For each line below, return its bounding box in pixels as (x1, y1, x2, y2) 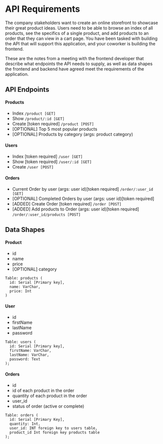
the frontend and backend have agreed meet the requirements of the (5, 66, 144, 72)
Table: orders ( (5, 412, 38, 417)
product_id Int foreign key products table (9, 430, 100, 435)
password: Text (9, 356, 41, 362)
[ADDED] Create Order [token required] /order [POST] (12, 201, 122, 206)
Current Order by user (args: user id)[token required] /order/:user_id (12, 186, 154, 192)
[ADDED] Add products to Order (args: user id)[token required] (12, 206, 139, 212)
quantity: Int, (9, 421, 41, 426)
